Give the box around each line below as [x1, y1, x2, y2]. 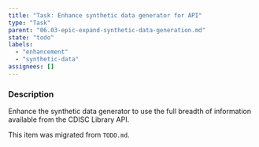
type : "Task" [8, 19, 51, 27]
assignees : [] [8, 63, 55, 71]
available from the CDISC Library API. [8, 115, 130, 124]
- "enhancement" [15, 48, 68, 56]
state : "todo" [8, 33, 55, 42]
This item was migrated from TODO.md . [8, 130, 130, 140]
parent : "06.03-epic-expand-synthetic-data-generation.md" [8, 26, 206, 34]
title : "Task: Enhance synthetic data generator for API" [8, 11, 202, 20]
